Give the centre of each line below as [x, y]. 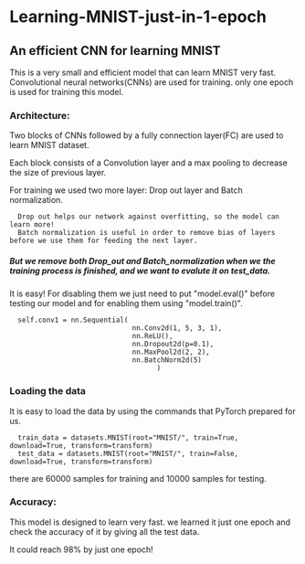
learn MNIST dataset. [49, 145]
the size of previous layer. [58, 173]
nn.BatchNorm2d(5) [167, 360]
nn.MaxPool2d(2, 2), [171, 352]
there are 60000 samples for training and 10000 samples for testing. [138, 478]
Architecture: [40, 115]
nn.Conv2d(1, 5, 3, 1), [177, 328]
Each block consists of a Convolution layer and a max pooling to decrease [148, 163]
